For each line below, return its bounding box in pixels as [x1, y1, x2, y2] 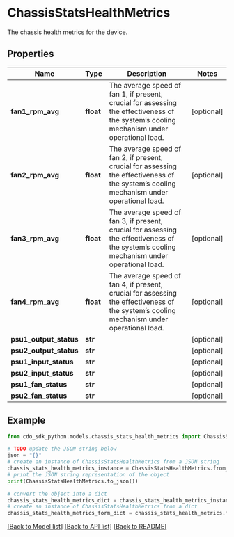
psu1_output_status [10, 334, 79, 344]
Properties [7, 48, 54, 60]
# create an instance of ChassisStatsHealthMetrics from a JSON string [7, 458, 219, 465]
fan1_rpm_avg [10, 106, 60, 116]
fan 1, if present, [109, 89, 164, 99]
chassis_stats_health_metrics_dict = [7, 497, 117, 504]
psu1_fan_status [10, 379, 68, 389]
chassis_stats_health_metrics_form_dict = [7, 510, 132, 517]
